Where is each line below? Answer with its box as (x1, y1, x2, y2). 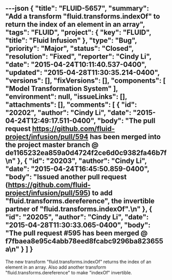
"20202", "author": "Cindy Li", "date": (5, 108, 132, 117)
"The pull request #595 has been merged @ (5, 229, 148, 238)
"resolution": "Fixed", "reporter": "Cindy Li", (5, 52, 152, 61)
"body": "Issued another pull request (5, 173, 127, 181)
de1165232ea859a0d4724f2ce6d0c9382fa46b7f (5, 148, 167, 157)
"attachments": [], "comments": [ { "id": (5, 100, 137, 109)
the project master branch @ (5, 141, 99, 150)
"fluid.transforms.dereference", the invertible (5, 197, 155, 206)
